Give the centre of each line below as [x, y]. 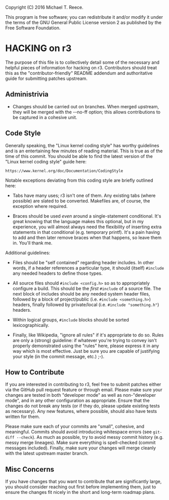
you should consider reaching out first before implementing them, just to [81, 487]
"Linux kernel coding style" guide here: [46, 161]
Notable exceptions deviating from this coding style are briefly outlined [79, 180]
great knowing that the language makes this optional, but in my [78, 221]
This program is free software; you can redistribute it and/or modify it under [84, 17]
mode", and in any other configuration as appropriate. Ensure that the [78, 401]
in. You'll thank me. [32, 243]
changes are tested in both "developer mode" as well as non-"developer [81, 395]
